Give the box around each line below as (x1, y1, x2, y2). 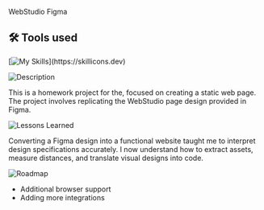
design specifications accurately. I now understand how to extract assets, (8, 144, 254, 154)
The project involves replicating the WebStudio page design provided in (8, 96, 247, 105)
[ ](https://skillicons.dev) (8, 56, 126, 66)
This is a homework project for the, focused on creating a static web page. (8, 88, 257, 97)
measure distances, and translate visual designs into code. (8, 153, 204, 163)
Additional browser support (19, 184, 111, 194)
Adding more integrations (19, 192, 105, 202)
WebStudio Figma (8, 7, 68, 16)
